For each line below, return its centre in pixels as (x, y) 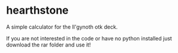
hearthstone (38, 10)
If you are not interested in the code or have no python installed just (89, 38)
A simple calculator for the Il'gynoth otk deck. (62, 27)
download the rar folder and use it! (49, 45)
